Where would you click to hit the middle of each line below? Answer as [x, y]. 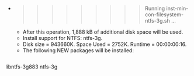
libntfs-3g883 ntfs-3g [32, 67]
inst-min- [177, 8]
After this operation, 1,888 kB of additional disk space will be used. [103, 32]
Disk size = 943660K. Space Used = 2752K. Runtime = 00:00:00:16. [105, 44]
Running [155, 8]
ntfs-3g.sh [157, 21]
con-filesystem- [164, 15]
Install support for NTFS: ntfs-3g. [63, 38]
